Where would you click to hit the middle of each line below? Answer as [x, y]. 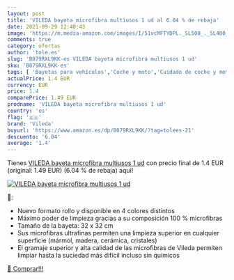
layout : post [26, 14]
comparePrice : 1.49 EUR [42, 98]
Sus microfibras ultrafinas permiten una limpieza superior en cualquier [118, 233]
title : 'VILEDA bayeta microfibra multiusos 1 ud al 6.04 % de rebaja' [113, 20]
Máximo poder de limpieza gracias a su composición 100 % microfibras [120, 218]
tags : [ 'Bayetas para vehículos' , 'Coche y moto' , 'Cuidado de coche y [112, 72]
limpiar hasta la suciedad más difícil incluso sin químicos [98, 256]
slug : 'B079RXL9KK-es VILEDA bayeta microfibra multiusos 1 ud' [102, 59]
